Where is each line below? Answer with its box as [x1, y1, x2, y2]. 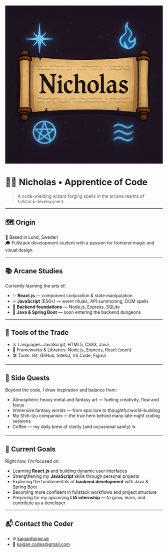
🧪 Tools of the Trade [5, 328, 69, 337]
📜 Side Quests [5, 373, 50, 382]
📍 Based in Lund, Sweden [5, 234, 58, 240]
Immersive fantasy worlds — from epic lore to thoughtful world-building [12, 407, 160, 413]
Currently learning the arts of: [5, 283, 66, 289]
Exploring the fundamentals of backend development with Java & [12, 479, 149, 484]
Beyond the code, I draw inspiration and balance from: [5, 387, 117, 393]
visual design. [5, 247, 34, 253]
